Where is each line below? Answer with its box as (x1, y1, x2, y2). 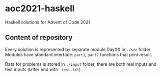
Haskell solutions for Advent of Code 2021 (5, 19, 90, 25)
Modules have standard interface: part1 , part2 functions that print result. (5, 51, 152, 57)
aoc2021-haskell (5, 3, 75, 14)
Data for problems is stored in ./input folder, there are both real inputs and (5, 61, 157, 67)
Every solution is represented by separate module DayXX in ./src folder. (5, 46, 152, 52)
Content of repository (5, 33, 73, 42)
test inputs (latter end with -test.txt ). (5, 66, 82, 72)
